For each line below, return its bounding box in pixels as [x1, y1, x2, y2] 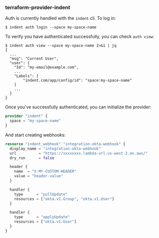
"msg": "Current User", [9, 56, 59, 61]
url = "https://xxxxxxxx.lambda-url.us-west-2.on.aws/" [9, 151, 148, 156]
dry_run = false [9, 156, 55, 160]
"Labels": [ [14, 74, 39, 79]
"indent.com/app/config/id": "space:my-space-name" [23, 78, 133, 83]
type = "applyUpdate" [14, 215, 70, 220]
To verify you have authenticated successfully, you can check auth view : [5, 34, 155, 40]
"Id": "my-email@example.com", [14, 65, 79, 70]
